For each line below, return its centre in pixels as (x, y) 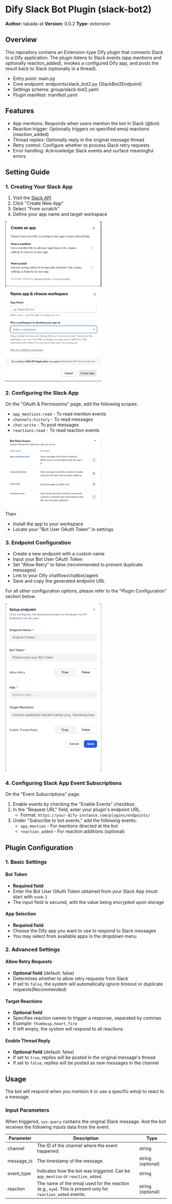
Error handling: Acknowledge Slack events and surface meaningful (83, 150)
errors (19, 156)
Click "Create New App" (38, 203)
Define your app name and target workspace (60, 214)
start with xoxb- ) (30, 897)
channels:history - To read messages (53, 420)
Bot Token (16, 874)
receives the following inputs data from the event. (58, 1127)
